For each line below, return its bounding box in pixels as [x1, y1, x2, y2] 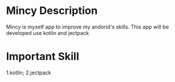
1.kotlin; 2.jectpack [6, 69, 52, 76]
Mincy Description [6, 4, 98, 17]
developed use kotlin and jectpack [6, 29, 89, 36]
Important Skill [6, 50, 79, 63]
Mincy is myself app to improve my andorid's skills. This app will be [6, 23, 169, 30]
